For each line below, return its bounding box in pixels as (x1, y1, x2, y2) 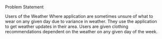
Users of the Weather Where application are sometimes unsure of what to (5, 13, 153, 19)
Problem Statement (5, 4, 44, 10)
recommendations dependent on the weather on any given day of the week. (5, 29, 158, 34)
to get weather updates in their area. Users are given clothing (5, 24, 128, 29)
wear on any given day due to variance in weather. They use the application (5, 19, 157, 24)
